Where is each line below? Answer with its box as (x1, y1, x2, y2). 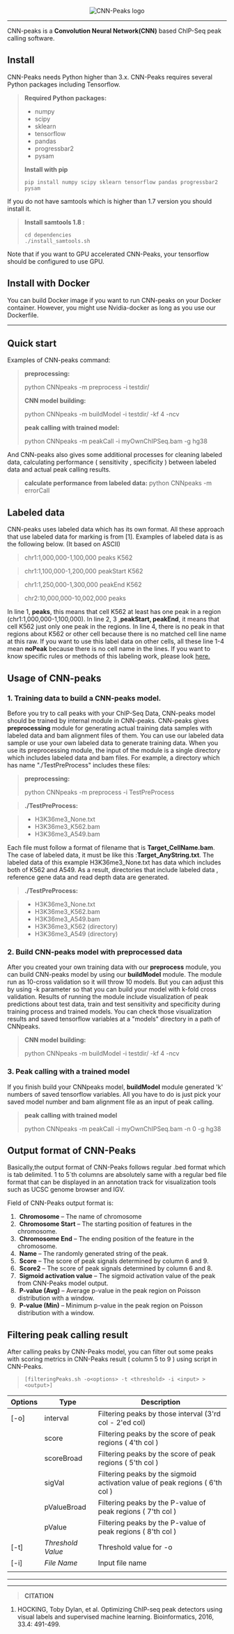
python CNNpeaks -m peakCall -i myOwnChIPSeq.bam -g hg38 (24, 437, 208, 446)
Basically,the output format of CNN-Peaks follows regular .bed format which (7, 1163, 226, 1171)
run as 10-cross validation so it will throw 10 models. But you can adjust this (7, 977, 224, 987)
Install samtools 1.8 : (24, 218, 85, 226)
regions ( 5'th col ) (97, 1458, 159, 1468)
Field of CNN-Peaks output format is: (7, 1199, 114, 1207)
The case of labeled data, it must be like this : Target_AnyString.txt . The (7, 850, 214, 859)
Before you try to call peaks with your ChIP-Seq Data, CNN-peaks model (7, 709, 216, 717)
